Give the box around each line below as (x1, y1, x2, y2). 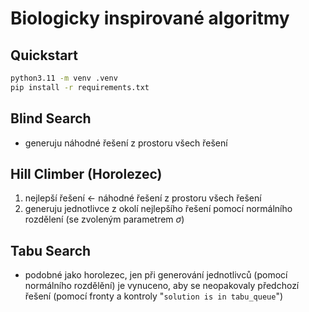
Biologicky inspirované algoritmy (10, 7, 290, 30)
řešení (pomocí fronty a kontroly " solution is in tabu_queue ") (24, 290, 284, 302)
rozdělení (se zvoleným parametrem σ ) (24, 213, 185, 226)
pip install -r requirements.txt (10, 82, 150, 92)
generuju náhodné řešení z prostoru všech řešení (24, 137, 228, 149)
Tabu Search (10, 242, 92, 259)
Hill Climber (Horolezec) (10, 165, 163, 182)
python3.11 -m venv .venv (10, 73, 118, 83)
